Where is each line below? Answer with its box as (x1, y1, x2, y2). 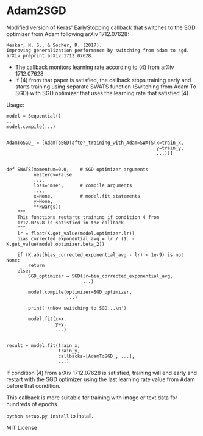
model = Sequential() (6, 113, 62, 119)
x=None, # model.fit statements (33, 193, 140, 199)
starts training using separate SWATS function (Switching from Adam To (15, 83, 197, 90)
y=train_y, (156, 145, 184, 151)
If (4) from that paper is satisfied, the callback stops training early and (15, 76, 191, 84)
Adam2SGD (6, 4, 66, 18)
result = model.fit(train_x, (6, 342, 80, 348)
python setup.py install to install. (6, 412, 93, 420)
